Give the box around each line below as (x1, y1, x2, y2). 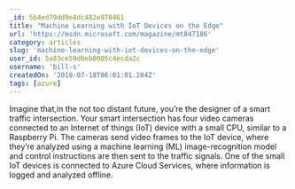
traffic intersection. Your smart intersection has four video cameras (9, 113, 254, 123)
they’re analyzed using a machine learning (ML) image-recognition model (9, 141, 277, 152)
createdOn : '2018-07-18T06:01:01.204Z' (9, 71, 157, 80)
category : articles (9, 37, 82, 47)
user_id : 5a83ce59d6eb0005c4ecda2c (9, 54, 141, 63)
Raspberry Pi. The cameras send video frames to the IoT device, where (9, 131, 269, 142)
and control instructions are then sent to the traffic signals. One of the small (9, 150, 285, 161)
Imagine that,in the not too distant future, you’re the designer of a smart (9, 103, 271, 114)
